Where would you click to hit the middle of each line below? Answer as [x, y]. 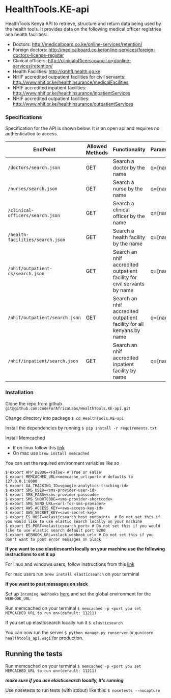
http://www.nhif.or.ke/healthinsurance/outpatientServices [73, 104]
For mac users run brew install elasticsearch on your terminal [72, 574]
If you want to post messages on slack [47, 584]
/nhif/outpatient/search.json [45, 318]
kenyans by [126, 330]
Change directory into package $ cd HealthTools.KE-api [65, 418]
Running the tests [34, 654]
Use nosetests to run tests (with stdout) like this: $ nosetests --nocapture [83, 690]
